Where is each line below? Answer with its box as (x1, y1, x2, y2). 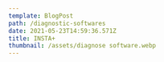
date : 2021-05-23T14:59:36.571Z (8, 27, 117, 35)
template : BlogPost (8, 11, 74, 20)
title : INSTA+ (8, 34, 56, 43)
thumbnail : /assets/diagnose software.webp (8, 42, 157, 50)
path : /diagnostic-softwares (8, 19, 106, 27)
